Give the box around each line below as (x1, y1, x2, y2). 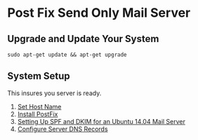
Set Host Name (17, 102, 62, 111)
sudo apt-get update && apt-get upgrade (7, 51, 128, 58)
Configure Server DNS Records (17, 125, 108, 133)
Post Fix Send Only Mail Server (7, 5, 191, 21)
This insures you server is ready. (7, 89, 102, 97)
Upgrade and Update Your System (7, 33, 159, 45)
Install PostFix (17, 110, 58, 118)
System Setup (7, 70, 70, 82)
